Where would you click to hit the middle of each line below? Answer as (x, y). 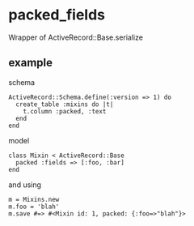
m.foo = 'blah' (34, 207)
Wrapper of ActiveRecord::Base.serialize (76, 37)
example (31, 63)
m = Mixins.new (34, 199)
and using (25, 185)
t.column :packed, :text (65, 111)
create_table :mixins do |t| (65, 104)
